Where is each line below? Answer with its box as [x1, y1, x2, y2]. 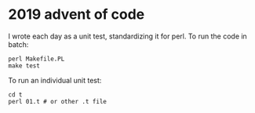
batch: [8, 39, 29, 49]
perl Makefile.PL [8, 55, 65, 63]
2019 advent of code [8, 5, 145, 24]
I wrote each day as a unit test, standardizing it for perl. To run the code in [8, 31, 247, 41]
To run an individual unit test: [8, 75, 102, 85]
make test [8, 61, 41, 70]
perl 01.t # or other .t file [8, 97, 107, 105]
